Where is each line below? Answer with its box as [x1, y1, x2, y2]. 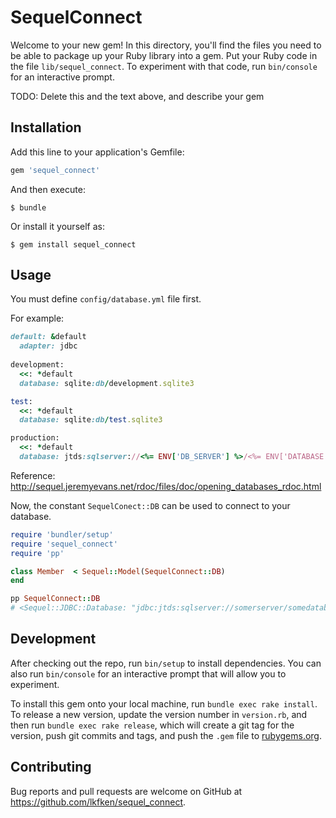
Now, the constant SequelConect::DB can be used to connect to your [10, 499, 291, 511]
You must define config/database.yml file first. [10, 293, 202, 305]
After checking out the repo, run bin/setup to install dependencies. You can [10, 657, 322, 669]
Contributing [10, 759, 92, 776]
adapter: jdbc [19, 341, 78, 351]
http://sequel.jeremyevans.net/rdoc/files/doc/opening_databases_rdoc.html [10, 480, 322, 492]
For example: [10, 312, 65, 325]
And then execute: [10, 183, 86, 195]
